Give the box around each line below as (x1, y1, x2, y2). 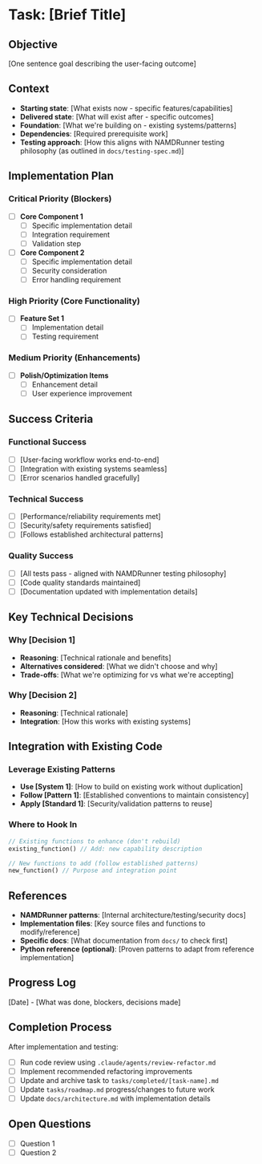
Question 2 (19, 1147, 57, 1157)
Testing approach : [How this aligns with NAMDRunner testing (19, 137, 225, 147)
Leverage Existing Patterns (8, 764, 116, 775)
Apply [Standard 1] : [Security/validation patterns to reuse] (19, 799, 213, 809)
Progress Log (8, 976, 76, 990)
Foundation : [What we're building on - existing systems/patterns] (19, 120, 237, 130)
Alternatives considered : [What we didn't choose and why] (19, 661, 218, 671)
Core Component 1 (19, 211, 84, 221)
